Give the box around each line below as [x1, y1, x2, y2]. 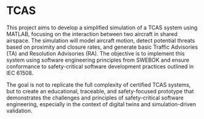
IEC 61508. [6, 69, 34, 76]
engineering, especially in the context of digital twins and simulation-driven [6, 100, 196, 107]
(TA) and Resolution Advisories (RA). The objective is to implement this [6, 49, 185, 57]
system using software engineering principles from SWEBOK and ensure [6, 56, 190, 63]
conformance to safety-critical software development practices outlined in [6, 62, 194, 70]
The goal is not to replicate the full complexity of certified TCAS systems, [6, 81, 191, 88]
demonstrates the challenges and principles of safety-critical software [6, 94, 184, 101]
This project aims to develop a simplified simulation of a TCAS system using [6, 24, 198, 31]
